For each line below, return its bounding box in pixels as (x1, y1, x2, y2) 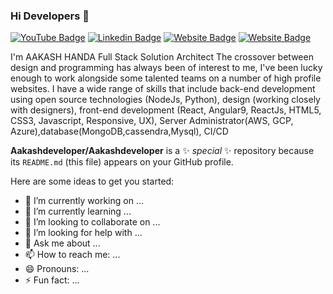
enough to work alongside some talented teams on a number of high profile (10, 72, 322, 84)
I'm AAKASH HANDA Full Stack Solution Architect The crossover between (10, 51, 314, 63)
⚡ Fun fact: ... (24, 274, 80, 286)
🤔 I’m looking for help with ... (24, 227, 143, 239)
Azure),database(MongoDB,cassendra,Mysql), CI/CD (10, 125, 229, 138)
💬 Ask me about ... (24, 237, 101, 249)
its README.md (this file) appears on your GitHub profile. (10, 156, 234, 168)
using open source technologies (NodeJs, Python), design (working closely (10, 94, 321, 106)
